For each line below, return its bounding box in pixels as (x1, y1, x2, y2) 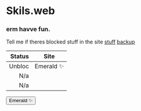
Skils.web (6, 4, 55, 18)
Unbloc (9, 62, 29, 70)
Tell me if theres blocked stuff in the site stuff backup (6, 38, 135, 45)
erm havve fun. (6, 25, 51, 33)
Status (10, 52, 29, 60)
